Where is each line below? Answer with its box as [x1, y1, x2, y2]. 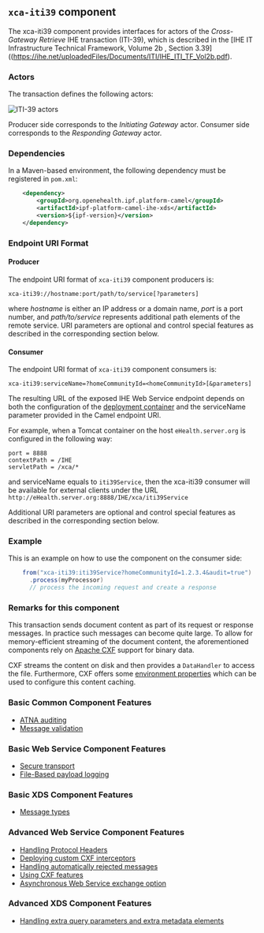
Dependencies [8, 148, 65, 159]
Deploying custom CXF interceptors [19, 853, 136, 863]
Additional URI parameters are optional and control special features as [8, 508, 236, 517]
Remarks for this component [8, 602, 120, 613]
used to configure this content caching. [8, 677, 136, 687]
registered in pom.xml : [8, 174, 78, 184]
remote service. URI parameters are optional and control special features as [8, 320, 254, 330]
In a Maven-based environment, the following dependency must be [8, 166, 226, 175]
